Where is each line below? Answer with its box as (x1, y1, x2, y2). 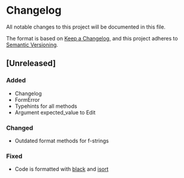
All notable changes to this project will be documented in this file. (6, 23, 166, 30)
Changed (6, 123, 34, 132)
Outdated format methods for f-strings (14, 137, 109, 144)
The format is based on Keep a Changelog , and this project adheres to (6, 35, 178, 42)
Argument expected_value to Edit (14, 108, 96, 116)
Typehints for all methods (14, 102, 77, 110)
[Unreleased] (6, 58, 56, 68)
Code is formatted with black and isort (14, 165, 109, 173)
